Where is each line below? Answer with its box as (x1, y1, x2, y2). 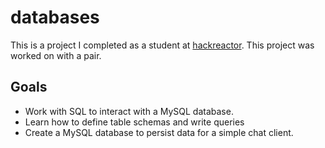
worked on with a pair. (10, 49, 102, 61)
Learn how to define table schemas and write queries (24, 116, 245, 128)
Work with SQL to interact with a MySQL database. (24, 105, 234, 117)
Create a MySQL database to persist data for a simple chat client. (24, 126, 294, 138)
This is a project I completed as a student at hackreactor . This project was (10, 39, 315, 51)
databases (10, 6, 100, 29)
